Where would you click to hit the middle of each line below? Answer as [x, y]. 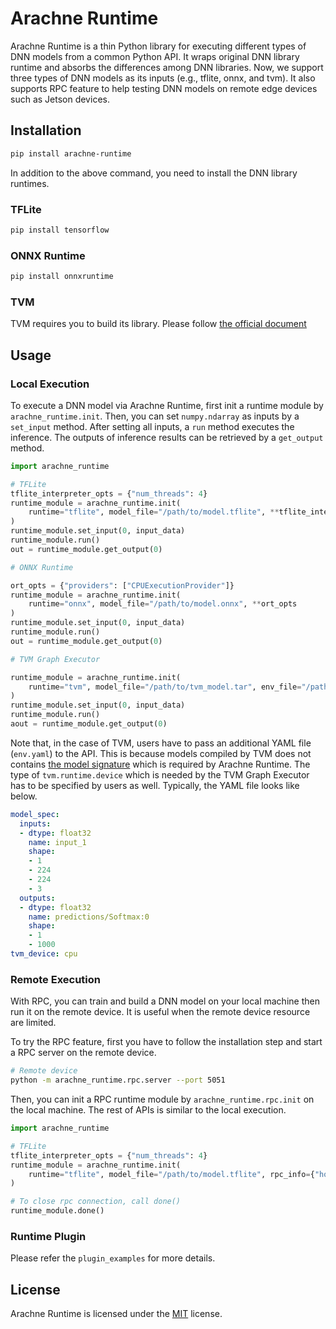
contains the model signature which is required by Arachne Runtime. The [160, 764]
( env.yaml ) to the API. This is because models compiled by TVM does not [161, 753]
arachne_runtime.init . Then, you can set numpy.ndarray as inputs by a [155, 416]
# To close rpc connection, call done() [96, 1202]
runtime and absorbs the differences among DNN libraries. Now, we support [167, 67]
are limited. [33, 1023]
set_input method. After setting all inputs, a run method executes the [152, 426]
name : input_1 [57, 842]
